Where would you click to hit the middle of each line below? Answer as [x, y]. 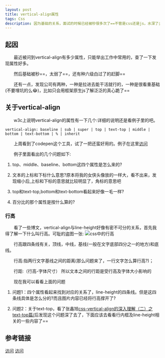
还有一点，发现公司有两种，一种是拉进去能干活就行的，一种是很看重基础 [87, 85]
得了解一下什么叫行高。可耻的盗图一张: [45, 234]
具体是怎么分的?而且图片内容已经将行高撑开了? [69, 298]
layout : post [18, 10]
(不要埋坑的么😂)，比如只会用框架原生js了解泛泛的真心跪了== [68, 90]
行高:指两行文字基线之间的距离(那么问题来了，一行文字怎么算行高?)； [84, 261]
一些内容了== [35, 321]
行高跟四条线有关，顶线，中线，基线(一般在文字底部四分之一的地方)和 [84, 244]
